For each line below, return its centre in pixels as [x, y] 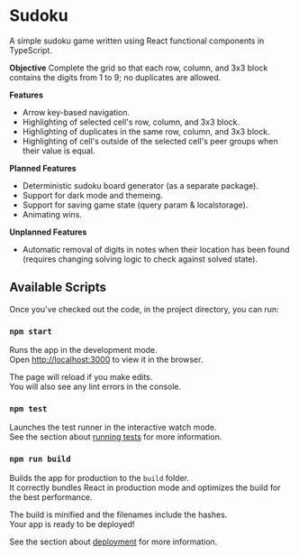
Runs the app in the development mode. [83, 350]
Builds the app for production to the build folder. [100, 477]
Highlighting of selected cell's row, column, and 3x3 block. [131, 122]
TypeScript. [31, 50]
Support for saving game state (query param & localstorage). [135, 205]
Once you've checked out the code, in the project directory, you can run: [144, 309]
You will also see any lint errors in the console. [95, 387]
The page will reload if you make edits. [81, 377]
